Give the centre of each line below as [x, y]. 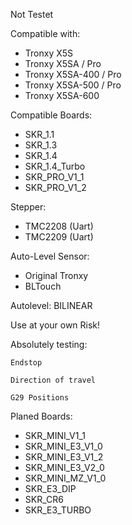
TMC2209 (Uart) [59, 237]
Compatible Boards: [51, 115]
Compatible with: [45, 33]
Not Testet [32, 14]
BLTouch [43, 286]
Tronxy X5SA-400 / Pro [73, 74]
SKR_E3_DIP [50, 488]
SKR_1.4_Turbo [55, 166]
